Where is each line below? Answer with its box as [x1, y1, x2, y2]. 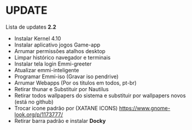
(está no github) [14, 98, 54, 105]
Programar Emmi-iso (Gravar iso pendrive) [14, 73, 119, 80]
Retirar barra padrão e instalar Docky [14, 117, 106, 124]
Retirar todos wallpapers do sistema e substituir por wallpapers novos [14, 92, 186, 99]
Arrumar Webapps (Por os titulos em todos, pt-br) [14, 79, 137, 86]
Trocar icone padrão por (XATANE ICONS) [14, 104, 118, 112]
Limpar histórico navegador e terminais [14, 54, 111, 61]
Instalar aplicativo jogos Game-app [14, 41, 101, 48]
